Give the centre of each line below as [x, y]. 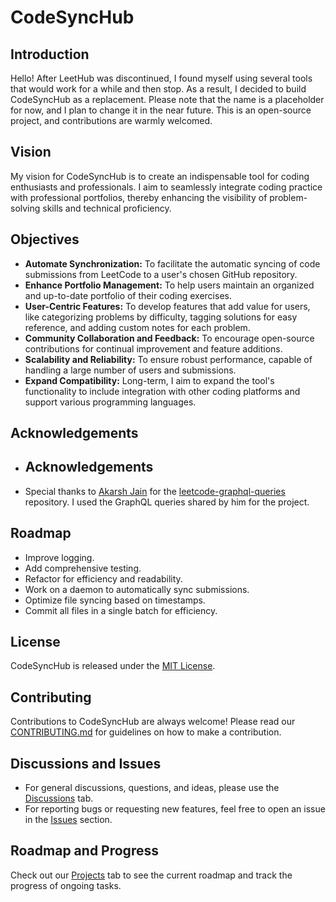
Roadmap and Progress [84, 851]
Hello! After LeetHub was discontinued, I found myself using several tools [161, 78]
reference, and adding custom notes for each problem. [137, 327]
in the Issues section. [68, 820]
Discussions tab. [59, 798]
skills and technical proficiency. [107, 208]
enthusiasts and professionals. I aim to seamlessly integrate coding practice [166, 187]
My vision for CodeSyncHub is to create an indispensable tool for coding [160, 176]
